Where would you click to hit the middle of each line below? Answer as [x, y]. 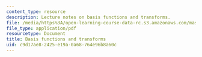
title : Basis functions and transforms [56, 39]
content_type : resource [36, 12]
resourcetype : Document [36, 34]
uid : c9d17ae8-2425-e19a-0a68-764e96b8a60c [62, 45]
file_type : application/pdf [41, 28]
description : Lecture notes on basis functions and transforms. [88, 17]
